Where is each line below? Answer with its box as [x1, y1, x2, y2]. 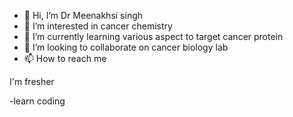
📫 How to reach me [23, 53, 107, 64]
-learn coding [9, 95, 66, 107]
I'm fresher [9, 76, 55, 87]
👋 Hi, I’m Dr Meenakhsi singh [23, 10, 144, 21]
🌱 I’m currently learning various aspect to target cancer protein [23, 31, 284, 42]
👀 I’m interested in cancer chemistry [23, 20, 173, 32]
